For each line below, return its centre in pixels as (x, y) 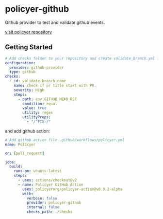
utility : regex (38, 113)
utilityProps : (37, 117)
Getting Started (29, 47)
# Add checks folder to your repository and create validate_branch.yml (80, 58)
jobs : (10, 162)
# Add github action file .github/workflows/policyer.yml (65, 140)
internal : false (43, 207)
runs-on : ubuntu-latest (38, 171)
